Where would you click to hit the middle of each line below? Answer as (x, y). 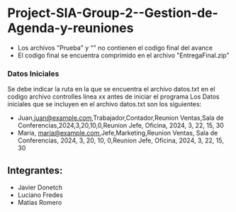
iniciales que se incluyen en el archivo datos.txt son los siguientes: (105, 104)
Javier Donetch (40, 188)
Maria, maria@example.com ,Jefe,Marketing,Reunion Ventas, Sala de (118, 133)
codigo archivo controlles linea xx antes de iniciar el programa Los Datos (113, 96)
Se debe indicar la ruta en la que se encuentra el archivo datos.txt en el (111, 89)
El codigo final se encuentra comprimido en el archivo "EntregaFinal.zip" (123, 55)
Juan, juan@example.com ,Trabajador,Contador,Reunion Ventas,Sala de (120, 118)
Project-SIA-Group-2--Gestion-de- (113, 13)
